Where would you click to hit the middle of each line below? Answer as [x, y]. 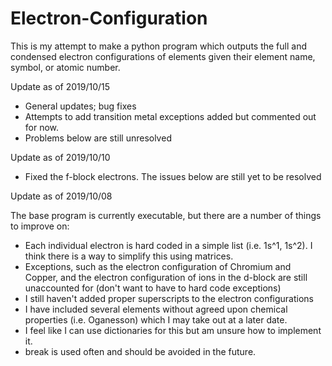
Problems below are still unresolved [98, 138]
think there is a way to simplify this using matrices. [129, 256]
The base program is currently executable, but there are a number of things [166, 215]
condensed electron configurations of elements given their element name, [163, 56]
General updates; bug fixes [80, 106]
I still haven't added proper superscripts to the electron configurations [169, 298]
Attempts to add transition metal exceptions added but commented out [170, 116]
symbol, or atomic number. [65, 67]
